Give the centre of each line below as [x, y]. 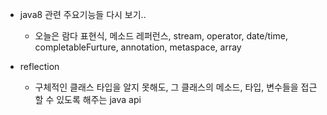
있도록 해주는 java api [99, 99]
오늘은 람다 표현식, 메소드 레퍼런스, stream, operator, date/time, [161, 36]
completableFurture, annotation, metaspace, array [138, 47]
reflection [39, 66]
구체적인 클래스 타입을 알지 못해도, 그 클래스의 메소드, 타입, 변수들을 [166, 87]
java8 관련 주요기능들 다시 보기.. [83, 14]
